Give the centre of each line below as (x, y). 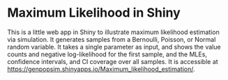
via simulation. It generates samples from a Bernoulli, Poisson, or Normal (112, 39)
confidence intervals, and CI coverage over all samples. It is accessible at (113, 61)
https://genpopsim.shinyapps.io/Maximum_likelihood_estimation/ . (101, 69)
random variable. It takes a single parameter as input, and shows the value (114, 47)
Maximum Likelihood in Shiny (94, 13)
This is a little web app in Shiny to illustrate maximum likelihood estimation (113, 32)
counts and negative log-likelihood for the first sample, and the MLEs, (107, 54)
